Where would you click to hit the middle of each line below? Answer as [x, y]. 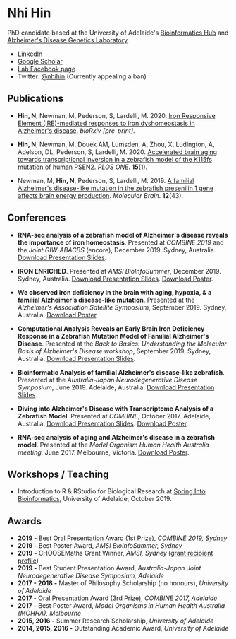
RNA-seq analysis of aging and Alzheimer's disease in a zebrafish [116, 437]
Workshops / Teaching [58, 474]
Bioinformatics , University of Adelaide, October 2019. [95, 499]
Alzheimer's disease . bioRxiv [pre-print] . [76, 130]
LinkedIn [30, 54]
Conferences [37, 218]
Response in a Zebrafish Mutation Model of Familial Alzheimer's [113, 336]
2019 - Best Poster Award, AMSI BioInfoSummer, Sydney [100, 546]
